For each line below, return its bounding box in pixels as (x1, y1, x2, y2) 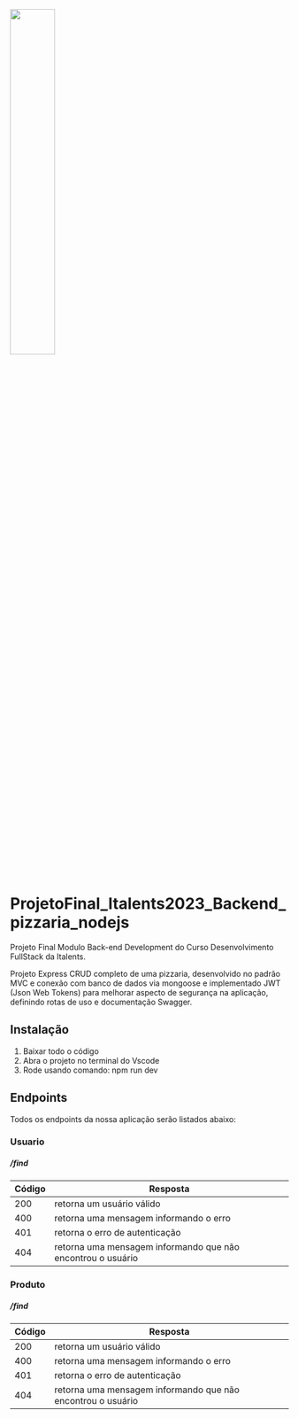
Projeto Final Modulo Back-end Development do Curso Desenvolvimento (10, 941, 274, 952)
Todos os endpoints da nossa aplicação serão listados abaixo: (10, 1113, 237, 1124)
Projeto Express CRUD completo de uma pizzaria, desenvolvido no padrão (10, 968, 281, 979)
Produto (10, 1279, 46, 1291)
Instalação (10, 1022, 70, 1037)
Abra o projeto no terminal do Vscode (22, 1055, 160, 1065)
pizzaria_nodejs (10, 912, 130, 933)
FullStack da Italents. (10, 951, 87, 962)
